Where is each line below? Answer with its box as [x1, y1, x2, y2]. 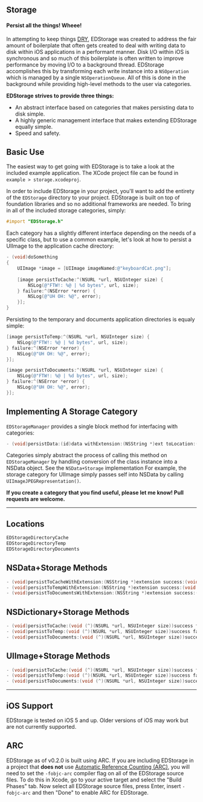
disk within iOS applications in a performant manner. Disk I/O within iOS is [6, 48, 190, 55]
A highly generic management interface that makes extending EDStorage [14, 116, 197, 123]
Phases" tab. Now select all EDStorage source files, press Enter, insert [6, 782, 181, 789]
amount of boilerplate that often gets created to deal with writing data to [6, 42, 186, 49]
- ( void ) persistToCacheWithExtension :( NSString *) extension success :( [6, 579, 188, 585]
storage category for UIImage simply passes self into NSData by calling [6, 471, 184, 478]
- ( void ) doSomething [6, 254, 59, 260]
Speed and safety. [14, 130, 61, 137]
